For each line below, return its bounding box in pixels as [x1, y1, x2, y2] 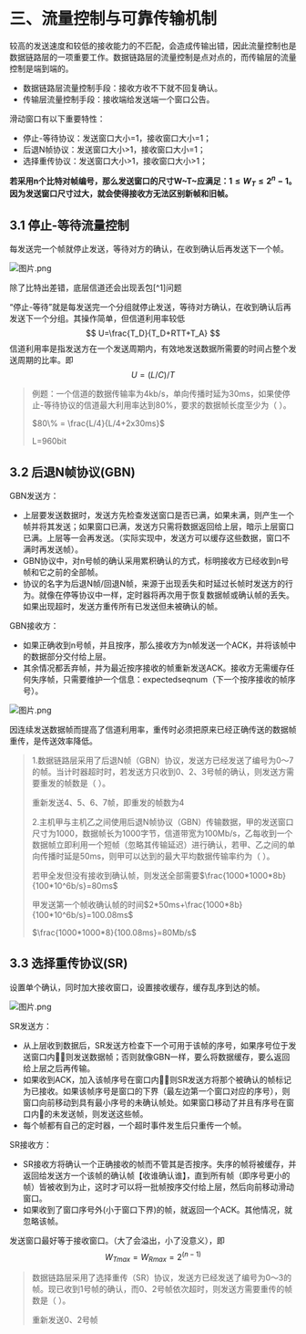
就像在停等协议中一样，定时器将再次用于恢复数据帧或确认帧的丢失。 [38, 589, 294, 600]
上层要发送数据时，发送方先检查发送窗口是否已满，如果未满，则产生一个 [22, 510, 294, 521]
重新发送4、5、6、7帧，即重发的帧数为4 [31, 797, 185, 808]
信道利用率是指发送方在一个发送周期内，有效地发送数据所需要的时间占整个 [9, 343, 289, 354]
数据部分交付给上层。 [30, 651, 111, 662]
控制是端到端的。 [9, 63, 74, 74]
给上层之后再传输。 [22, 1062, 96, 1073]
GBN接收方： [9, 620, 59, 631]
